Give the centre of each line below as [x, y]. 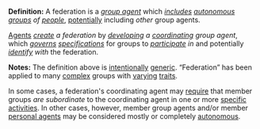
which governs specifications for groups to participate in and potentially [126, 44]
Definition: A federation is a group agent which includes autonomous [122, 11]
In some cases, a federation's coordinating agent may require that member [130, 91]
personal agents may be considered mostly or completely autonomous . [124, 116]
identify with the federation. [54, 52]
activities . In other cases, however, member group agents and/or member [128, 108]
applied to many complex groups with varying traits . [93, 76]
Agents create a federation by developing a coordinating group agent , [123, 35]
